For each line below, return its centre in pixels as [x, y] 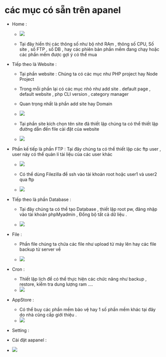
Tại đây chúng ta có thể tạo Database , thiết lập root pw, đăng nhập [88, 209]
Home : [19, 24]
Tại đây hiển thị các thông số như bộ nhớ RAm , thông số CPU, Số [86, 44]
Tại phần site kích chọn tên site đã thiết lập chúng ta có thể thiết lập [89, 124]
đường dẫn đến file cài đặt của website [59, 129]
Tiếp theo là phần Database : [41, 199]
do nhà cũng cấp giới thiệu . [48, 315]
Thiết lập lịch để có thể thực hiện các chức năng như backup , [83, 279]
